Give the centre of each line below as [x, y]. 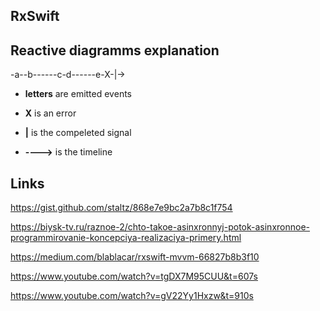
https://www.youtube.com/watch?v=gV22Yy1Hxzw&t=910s [132, 296]
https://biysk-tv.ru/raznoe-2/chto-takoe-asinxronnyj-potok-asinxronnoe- [160, 227]
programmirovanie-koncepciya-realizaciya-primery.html [126, 238]
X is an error [50, 113]
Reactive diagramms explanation [115, 50]
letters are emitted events [78, 94]
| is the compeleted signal [78, 133]
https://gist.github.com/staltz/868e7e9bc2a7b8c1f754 [121, 208]
